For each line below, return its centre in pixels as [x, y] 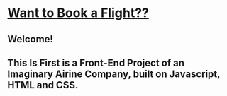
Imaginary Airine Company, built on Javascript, [114, 74]
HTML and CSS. [43, 85]
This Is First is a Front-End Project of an [96, 62]
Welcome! [30, 39]
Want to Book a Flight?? [78, 13]
